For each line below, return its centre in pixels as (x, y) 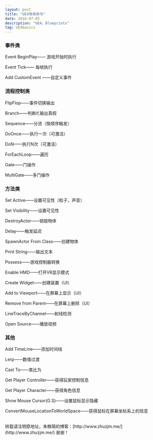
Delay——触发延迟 (23, 231)
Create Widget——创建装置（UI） (39, 283)
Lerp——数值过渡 (22, 359)
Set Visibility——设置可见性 (32, 211)
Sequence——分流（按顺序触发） (38, 123)
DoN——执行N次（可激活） (32, 144)
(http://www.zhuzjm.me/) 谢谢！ (37, 433)
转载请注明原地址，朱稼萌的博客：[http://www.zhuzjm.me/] (64, 426)
